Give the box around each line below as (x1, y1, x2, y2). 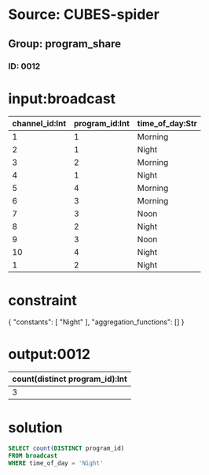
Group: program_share (8, 37, 122, 50)
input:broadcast (8, 89, 116, 107)
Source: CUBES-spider (8, 6, 159, 24)
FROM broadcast (8, 452, 58, 460)
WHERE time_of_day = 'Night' (8, 459, 104, 467)
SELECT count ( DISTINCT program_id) (8, 444, 125, 453)
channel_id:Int (12, 118, 67, 129)
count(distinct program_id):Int (12, 373, 127, 384)
